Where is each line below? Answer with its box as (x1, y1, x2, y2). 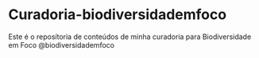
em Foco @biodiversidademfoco (8, 40, 115, 49)
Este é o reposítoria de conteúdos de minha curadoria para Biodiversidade (8, 32, 252, 41)
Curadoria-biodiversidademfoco (8, 6, 227, 24)
